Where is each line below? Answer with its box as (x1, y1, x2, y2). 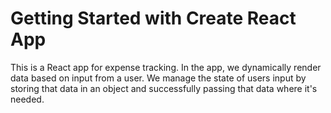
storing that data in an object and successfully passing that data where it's (10, 82, 318, 94)
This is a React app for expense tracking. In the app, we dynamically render (10, 61, 322, 73)
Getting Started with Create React (10, 7, 297, 30)
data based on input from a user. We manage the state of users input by (10, 72, 307, 84)
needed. (10, 93, 45, 105)
